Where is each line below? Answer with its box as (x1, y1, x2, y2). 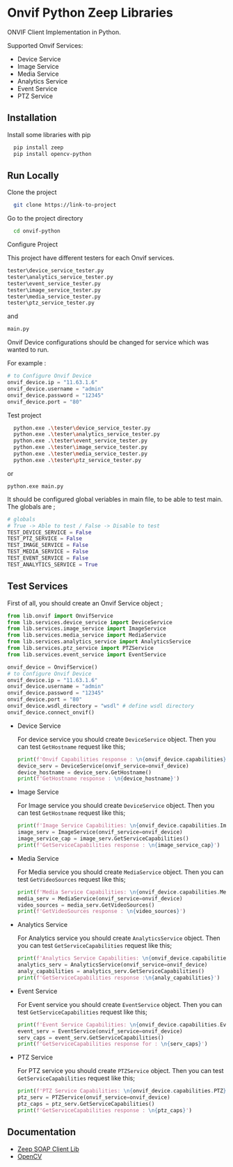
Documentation (7, 1126, 77, 1138)
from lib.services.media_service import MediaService (7, 632, 167, 639)
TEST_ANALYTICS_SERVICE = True (7, 561, 98, 568)
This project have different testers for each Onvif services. (7, 254, 175, 262)
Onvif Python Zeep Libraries (7, 5, 174, 21)
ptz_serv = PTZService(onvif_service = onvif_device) (17, 1094, 170, 1101)
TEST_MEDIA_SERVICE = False (7, 548, 89, 555)
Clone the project (7, 188, 57, 196)
